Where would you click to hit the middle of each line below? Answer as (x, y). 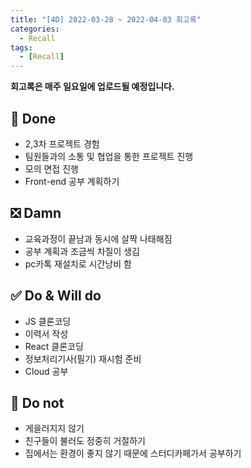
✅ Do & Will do (56, 296)
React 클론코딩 (54, 346)
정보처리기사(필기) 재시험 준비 (83, 358)
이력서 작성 (46, 333)
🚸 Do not (37, 402)
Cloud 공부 (46, 371)
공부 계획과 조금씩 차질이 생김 (82, 251)
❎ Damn (36, 213)
